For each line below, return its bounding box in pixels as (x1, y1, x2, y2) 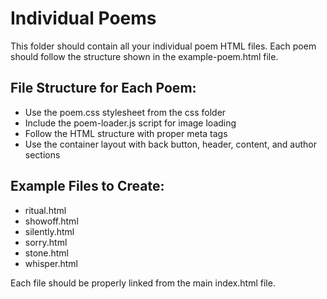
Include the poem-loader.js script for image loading (24, 117, 237, 129)
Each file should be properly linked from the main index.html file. (10, 277, 276, 289)
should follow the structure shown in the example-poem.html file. (10, 50, 279, 62)
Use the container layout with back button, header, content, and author (24, 138, 317, 150)
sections (24, 148, 61, 161)
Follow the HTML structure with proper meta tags (24, 127, 228, 139)
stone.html (24, 247, 70, 259)
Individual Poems (10, 7, 157, 30)
